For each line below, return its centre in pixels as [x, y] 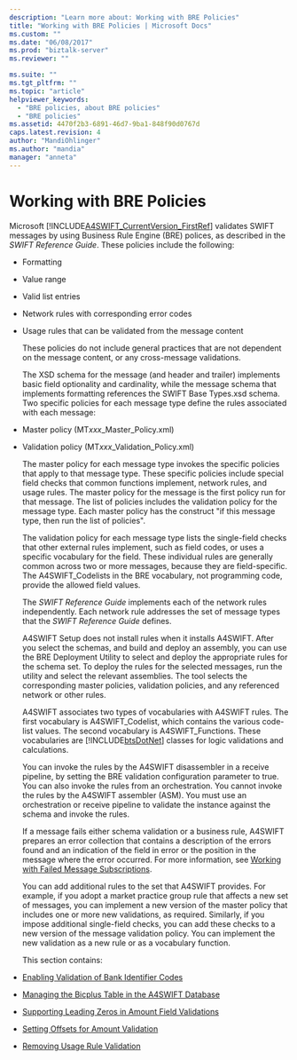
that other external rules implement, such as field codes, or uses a [143, 547]
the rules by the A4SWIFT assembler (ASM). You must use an [134, 795]
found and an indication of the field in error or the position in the [139, 850]
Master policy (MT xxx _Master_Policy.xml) [98, 429]
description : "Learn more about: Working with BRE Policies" [125, 17]
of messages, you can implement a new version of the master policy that [155, 905]
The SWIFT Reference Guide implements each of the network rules [145, 602]
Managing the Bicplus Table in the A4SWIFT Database [121, 994]
